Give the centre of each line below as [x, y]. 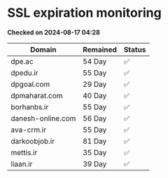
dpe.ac [22, 61]
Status [135, 49]
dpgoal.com [30, 84]
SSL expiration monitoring [85, 13]
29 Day [95, 84]
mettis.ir [24, 152]
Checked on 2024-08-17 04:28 [54, 32]
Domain [44, 49]
